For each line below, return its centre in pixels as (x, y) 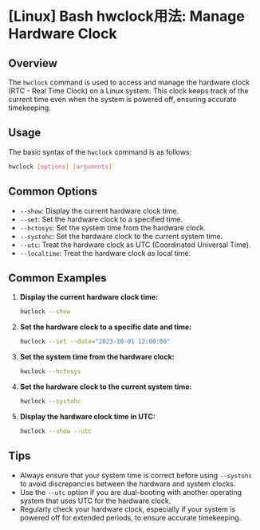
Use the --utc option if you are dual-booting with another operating (130, 492)
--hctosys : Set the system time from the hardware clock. (113, 227)
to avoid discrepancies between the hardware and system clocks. (128, 484)
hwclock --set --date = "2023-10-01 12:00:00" (95, 342)
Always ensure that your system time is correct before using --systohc (136, 475)
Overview (33, 63)
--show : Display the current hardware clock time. (99, 210)
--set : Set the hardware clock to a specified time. (101, 219)
